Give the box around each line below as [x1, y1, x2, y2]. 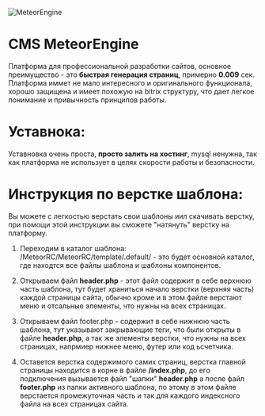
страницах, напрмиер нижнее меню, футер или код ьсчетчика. [19, 342, 233, 351]
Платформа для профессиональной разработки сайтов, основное [8, 61, 232, 71]
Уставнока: [8, 123, 85, 141]
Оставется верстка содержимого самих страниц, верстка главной [19, 357, 247, 366]
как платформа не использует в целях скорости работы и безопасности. [8, 157, 255, 166]
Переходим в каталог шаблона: [19, 243, 127, 253]
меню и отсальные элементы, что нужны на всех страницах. [19, 301, 226, 311]
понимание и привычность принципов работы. [8, 95, 167, 105]
